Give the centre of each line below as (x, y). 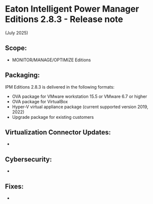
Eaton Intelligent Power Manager (72, 9)
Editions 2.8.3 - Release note (64, 19)
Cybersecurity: (29, 159)
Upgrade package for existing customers (53, 117)
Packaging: (23, 75)
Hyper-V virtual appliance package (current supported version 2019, (80, 107)
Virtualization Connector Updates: (58, 132)
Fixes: (15, 186)
